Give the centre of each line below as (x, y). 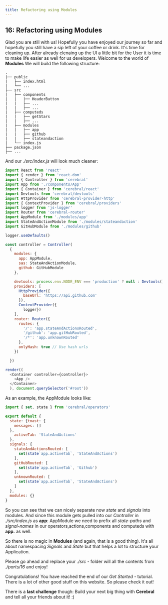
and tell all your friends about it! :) (40, 597)
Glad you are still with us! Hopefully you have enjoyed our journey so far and (84, 42)
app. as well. (18, 531)
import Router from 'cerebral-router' (45, 212)
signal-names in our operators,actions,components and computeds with (80, 526)
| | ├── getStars (28, 117)
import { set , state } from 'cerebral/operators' (58, 407)
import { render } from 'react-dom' (43, 175)
